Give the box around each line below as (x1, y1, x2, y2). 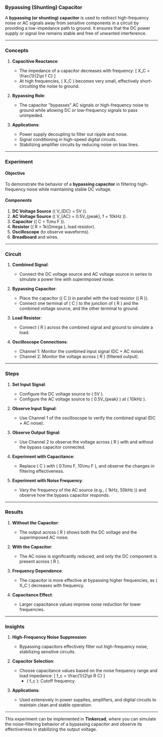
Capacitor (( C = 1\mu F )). (12, 218, 65, 224)
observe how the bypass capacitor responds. (19, 492, 110, 498)
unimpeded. (19, 112, 44, 118)
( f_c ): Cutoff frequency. (26, 678, 76, 684)
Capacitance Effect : (12, 592, 53, 597)
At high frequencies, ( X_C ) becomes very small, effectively (19, 78, 139, 84)
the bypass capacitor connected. (19, 444, 86, 450)
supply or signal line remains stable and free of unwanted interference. (5, 31, 147, 36)
